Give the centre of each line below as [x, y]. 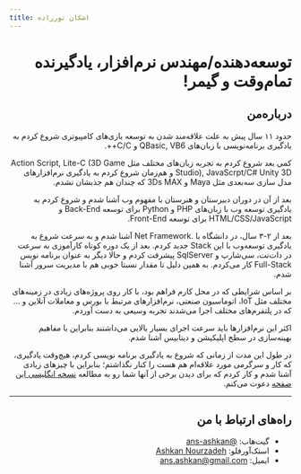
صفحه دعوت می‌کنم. [258, 383]
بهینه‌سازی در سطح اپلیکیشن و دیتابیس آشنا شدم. [210, 337]
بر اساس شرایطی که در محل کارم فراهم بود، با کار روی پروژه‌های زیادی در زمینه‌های [152, 291]
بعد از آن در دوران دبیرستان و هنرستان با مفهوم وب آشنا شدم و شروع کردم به [163, 199]
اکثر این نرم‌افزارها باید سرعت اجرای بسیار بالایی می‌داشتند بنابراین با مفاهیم [165, 328]
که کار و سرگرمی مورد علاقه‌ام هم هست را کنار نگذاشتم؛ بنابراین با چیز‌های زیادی [157, 364]
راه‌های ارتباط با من [244, 420]
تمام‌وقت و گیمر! [237, 81]
